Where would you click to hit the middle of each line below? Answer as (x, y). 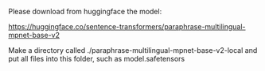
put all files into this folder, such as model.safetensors (97, 59)
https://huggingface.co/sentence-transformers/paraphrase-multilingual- (127, 26)
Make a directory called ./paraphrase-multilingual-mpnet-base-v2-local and (133, 50)
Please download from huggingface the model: (85, 11)
